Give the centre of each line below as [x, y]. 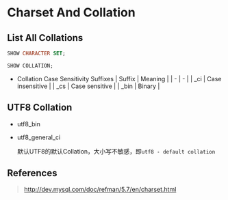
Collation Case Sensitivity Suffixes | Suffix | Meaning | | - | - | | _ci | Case [119, 78]
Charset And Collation [71, 13]
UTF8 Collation [40, 108]
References [32, 173]
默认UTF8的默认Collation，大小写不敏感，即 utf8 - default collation [116, 151]
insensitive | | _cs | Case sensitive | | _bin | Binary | [88, 86]
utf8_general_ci [39, 137]
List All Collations [45, 38]
